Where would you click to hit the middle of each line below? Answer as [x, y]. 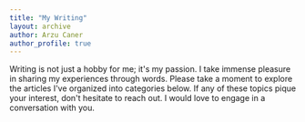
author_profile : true [51, 43]
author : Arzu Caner [46, 35]
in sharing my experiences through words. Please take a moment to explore [151, 79]
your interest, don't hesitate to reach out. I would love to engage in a [137, 98]
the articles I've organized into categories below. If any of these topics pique [153, 88]
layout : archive [40, 26]
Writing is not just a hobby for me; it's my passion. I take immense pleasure [150, 69]
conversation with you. [52, 108]
